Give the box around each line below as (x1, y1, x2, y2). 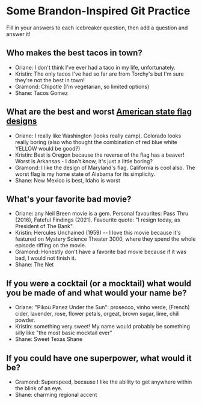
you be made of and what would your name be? (6, 288, 188, 298)
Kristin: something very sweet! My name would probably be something (14, 323, 191, 330)
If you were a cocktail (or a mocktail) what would (6, 278, 192, 289)
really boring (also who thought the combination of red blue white (14, 138, 177, 145)
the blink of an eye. (14, 385, 63, 391)
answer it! (6, 30, 31, 37)
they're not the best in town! (14, 76, 85, 83)
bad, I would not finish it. (14, 255, 76, 262)
